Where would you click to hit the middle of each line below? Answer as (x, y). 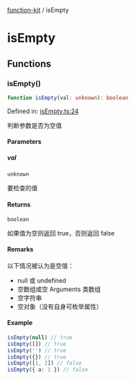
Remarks (20, 249)
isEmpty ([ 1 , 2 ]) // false (44, 363)
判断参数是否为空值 (35, 125)
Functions (29, 64)
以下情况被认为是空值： (40, 265)
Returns (19, 204)
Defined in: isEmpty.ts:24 (43, 111)
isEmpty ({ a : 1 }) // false (48, 370)
